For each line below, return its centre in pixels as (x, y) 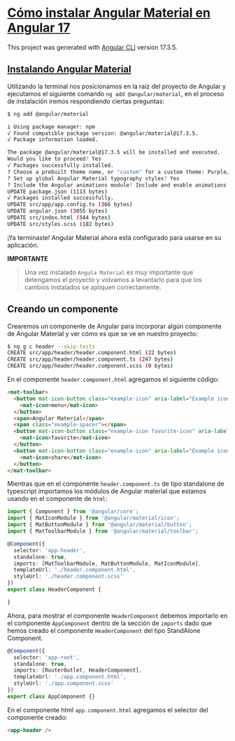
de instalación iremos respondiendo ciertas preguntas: (86, 101)
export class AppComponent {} (51, 696)
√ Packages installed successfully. (60, 198)
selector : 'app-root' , (47, 657)
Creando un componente (63, 309)
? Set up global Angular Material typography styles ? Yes (93, 178)
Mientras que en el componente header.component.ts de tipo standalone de (116, 484)
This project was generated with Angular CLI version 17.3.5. (93, 47)
